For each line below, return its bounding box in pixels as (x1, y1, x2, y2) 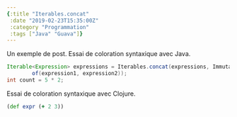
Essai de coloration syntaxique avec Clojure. (6, 89, 136, 98)
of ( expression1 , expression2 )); (32, 70, 128, 77)
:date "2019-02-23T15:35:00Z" (9, 17, 99, 24)
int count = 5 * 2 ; (6, 77, 64, 84)
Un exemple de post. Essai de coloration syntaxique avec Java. (6, 50, 191, 58)
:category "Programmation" (9, 23, 90, 30)
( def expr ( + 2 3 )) (6, 103, 64, 110)
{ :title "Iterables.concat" (6, 10, 90, 18)
